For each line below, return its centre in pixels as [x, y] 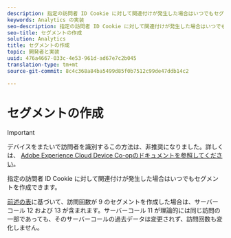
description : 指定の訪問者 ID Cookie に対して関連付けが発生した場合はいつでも [111, 13]
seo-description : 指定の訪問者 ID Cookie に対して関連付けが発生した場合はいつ [112, 26]
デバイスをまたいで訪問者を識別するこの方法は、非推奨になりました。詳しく [115, 147]
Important [21, 133]
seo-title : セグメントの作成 [45, 33]
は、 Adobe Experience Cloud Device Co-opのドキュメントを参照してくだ [112, 155]
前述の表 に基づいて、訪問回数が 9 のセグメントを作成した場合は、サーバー [113, 202]
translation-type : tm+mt [43, 65]
